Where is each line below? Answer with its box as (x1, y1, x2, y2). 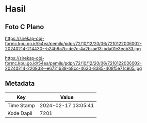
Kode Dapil (7, 110, 33, 117)
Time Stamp (7, 102, 35, 108)
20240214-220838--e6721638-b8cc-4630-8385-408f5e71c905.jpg (5, 65, 142, 71)
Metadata (5, 79, 35, 88)
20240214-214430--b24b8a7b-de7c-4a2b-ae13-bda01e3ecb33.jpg (5, 46, 141, 51)
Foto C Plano (5, 23, 44, 31)
